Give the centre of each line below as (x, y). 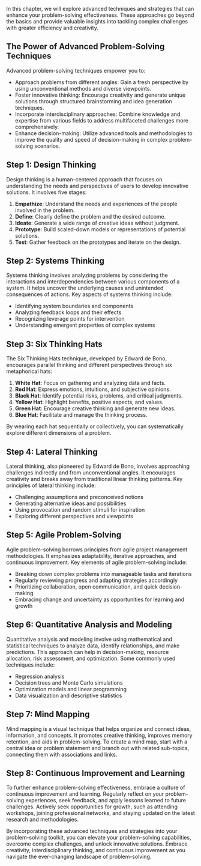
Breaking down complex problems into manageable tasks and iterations (103, 574)
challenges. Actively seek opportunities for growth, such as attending (92, 807)
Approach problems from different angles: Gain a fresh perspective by (102, 82)
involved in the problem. (45, 210)
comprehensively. (37, 127)
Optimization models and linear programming (71, 689)
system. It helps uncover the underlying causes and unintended (85, 288)
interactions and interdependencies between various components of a (93, 282)
